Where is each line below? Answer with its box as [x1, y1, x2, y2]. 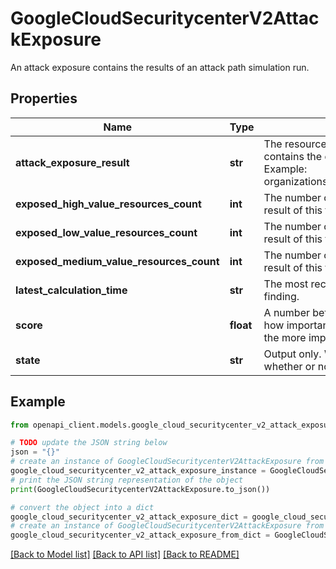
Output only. [263, 347, 322, 361]
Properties [10, 90, 78, 107]
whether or [263, 359, 316, 373]
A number [263, 305, 310, 319]
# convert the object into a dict [10, 502, 155, 512]
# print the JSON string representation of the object [10, 475, 244, 485]
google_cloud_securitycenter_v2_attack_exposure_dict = [10, 512, 248, 522]
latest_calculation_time [15, 283, 128, 297]
